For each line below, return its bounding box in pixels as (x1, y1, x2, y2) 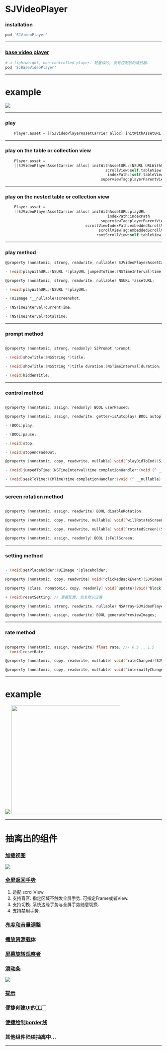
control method (5, 389, 43, 396)
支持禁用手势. (12, 907, 40, 913)
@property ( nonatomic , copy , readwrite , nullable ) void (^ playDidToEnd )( (5, 459, 159, 464)
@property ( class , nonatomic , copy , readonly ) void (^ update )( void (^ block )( (5, 586, 166, 591)
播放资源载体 (5, 936, 36, 943)
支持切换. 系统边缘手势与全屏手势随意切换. (12, 901, 99, 907)
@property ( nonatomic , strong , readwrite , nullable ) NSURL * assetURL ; (5, 278, 155, 283)
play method (5, 249, 36, 256)
